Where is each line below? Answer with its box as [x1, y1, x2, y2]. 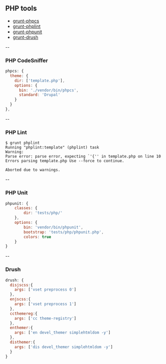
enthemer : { [10, 325, 33, 331]
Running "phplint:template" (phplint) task [5, 145, 100, 150]
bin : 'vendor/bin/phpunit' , [23, 224, 83, 230]
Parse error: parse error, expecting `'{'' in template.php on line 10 [5, 154, 161, 159]
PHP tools [5, 4, 37, 13]
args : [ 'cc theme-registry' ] [14, 316, 77, 321]
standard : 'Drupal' [18, 92, 60, 98]
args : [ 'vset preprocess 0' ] [14, 287, 77, 292]
